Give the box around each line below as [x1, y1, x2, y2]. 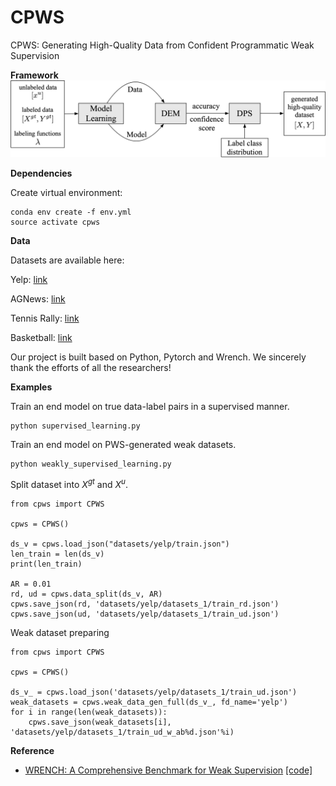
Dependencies [10, 167, 73, 179]
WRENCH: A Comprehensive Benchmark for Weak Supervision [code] [24, 764, 313, 776]
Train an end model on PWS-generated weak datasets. [10, 438, 237, 450]
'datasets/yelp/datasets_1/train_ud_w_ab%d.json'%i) [10, 727, 235, 737]
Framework [10, 69, 59, 81]
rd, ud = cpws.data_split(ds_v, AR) [10, 589, 163, 599]
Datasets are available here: [10, 254, 125, 266]
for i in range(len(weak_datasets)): [10, 707, 168, 717]
